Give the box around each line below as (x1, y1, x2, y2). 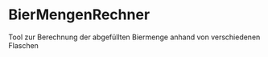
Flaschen (8, 40, 39, 50)
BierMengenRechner (8, 6, 150, 24)
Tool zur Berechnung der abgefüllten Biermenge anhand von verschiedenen (8, 32, 261, 42)
